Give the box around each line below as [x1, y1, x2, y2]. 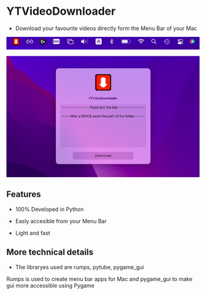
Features [6, 189, 41, 200]
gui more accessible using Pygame [6, 282, 95, 289]
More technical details [6, 247, 94, 258]
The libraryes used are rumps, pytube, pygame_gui [15, 263, 144, 270]
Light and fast [15, 229, 50, 237]
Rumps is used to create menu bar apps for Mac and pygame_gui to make [6, 275, 193, 283]
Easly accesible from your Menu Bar [15, 217, 107, 224]
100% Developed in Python [15, 205, 84, 213]
